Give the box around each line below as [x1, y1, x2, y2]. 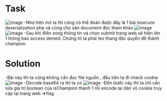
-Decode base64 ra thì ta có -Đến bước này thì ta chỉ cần [24, 80, 161, 86]
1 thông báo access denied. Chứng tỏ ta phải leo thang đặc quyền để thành [5, 35, 160, 41]
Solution [5, 58, 41, 70]
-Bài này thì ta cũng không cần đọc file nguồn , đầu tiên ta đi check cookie [5, 74, 159, 80]
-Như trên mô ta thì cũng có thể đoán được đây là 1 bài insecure [24, 19, 155, 25]
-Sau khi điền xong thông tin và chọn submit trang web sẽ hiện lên [24, 30, 161, 36]
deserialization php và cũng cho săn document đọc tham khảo [5, 24, 134, 30]
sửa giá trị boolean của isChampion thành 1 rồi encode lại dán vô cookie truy [5, 85, 162, 91]
